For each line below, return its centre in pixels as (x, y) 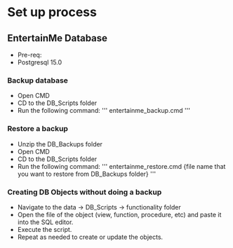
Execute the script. (45, 229)
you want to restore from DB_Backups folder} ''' (87, 174)
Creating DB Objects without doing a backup (85, 192)
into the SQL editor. (45, 222)
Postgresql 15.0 (40, 62)
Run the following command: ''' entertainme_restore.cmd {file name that (121, 166)
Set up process (52, 12)
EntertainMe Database (57, 38)
